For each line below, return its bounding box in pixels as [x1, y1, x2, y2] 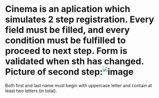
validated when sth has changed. [5, 56, 144, 67]
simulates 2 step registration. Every [5, 14, 155, 25]
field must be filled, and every [5, 25, 130, 35]
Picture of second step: [5, 66, 103, 77]
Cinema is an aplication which [5, 3, 130, 15]
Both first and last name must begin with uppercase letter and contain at [5, 82, 152, 88]
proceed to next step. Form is [5, 45, 127, 57]
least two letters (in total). [5, 88, 57, 94]
